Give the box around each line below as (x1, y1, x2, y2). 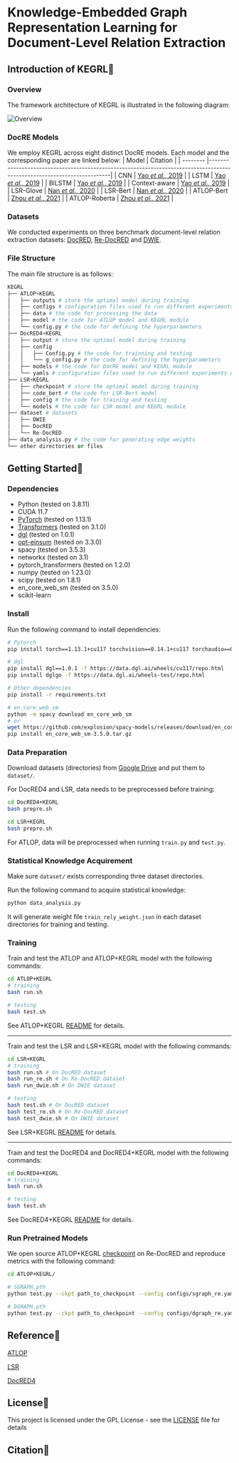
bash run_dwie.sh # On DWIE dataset (7, 1082, 116, 1089)
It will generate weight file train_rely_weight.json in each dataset (7, 913, 201, 921)
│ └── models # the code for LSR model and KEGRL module (7, 403, 186, 410)
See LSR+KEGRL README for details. (7, 1128, 117, 1136)
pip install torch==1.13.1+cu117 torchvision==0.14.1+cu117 (7, 645, 190, 653)
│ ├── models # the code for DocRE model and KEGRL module (7, 363, 193, 370)
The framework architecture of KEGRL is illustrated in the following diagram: (7, 101, 230, 109)
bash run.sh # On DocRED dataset (7, 1068, 107, 1076)
